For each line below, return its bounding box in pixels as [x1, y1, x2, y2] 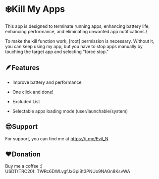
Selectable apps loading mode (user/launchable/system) [12, 108, 128, 114]
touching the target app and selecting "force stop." [5, 49, 109, 55]
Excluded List [12, 98, 40, 104]
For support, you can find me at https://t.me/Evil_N [5, 135, 109, 141]
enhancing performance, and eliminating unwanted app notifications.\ [5, 28, 148, 34]
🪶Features [5, 63, 40, 72]
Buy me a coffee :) [5, 163, 43, 169]
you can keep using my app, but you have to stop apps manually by [5, 43, 143, 49]
